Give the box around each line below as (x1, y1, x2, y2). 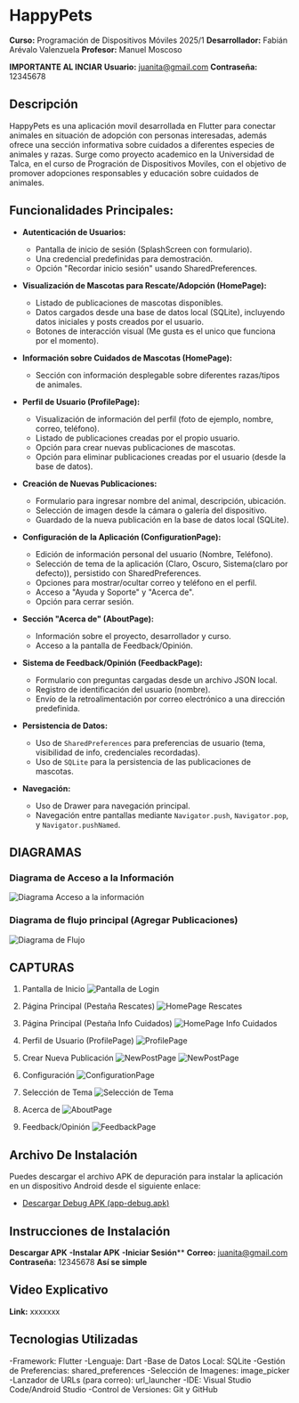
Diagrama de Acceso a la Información (9, 872, 174, 884)
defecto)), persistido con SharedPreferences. (35, 567, 202, 579)
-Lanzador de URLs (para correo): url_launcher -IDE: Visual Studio (9, 1375, 252, 1385)
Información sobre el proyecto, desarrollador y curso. (35, 630, 231, 641)
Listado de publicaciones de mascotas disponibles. (35, 297, 224, 308)
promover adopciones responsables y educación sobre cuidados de (9, 167, 260, 178)
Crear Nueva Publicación (21, 1052, 114, 1064)
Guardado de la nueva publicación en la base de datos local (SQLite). (35, 514, 289, 525)
